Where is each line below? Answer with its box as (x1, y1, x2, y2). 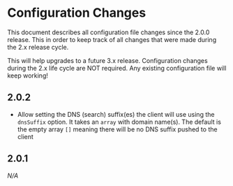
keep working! (7, 71, 49, 80)
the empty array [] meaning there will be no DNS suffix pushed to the (17, 124, 218, 134)
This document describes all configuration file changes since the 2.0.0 (7, 28, 210, 36)
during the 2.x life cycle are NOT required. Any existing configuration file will (7, 64, 227, 72)
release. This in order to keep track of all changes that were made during (7, 35, 217, 43)
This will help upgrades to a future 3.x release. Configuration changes (7, 56, 208, 64)
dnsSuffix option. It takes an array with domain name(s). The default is (17, 117, 222, 126)
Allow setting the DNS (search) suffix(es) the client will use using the (17, 110, 215, 118)
